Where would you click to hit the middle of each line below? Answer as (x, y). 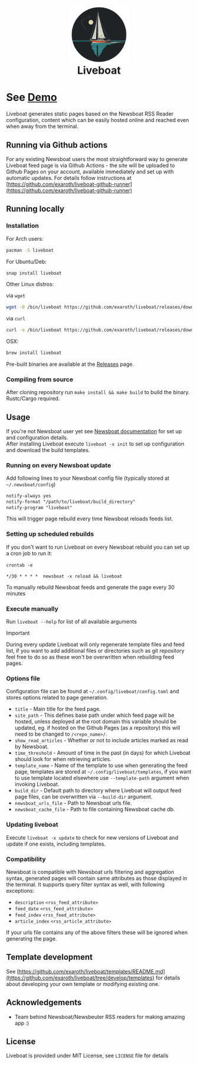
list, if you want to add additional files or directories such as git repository (95, 651)
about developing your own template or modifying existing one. (83, 984)
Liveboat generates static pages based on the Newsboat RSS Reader (90, 114)
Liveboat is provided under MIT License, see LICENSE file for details (88, 1056)
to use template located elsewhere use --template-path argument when (102, 778)
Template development (49, 957)
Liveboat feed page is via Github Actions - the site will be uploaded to (90, 165)
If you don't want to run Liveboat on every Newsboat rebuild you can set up (98, 547)
